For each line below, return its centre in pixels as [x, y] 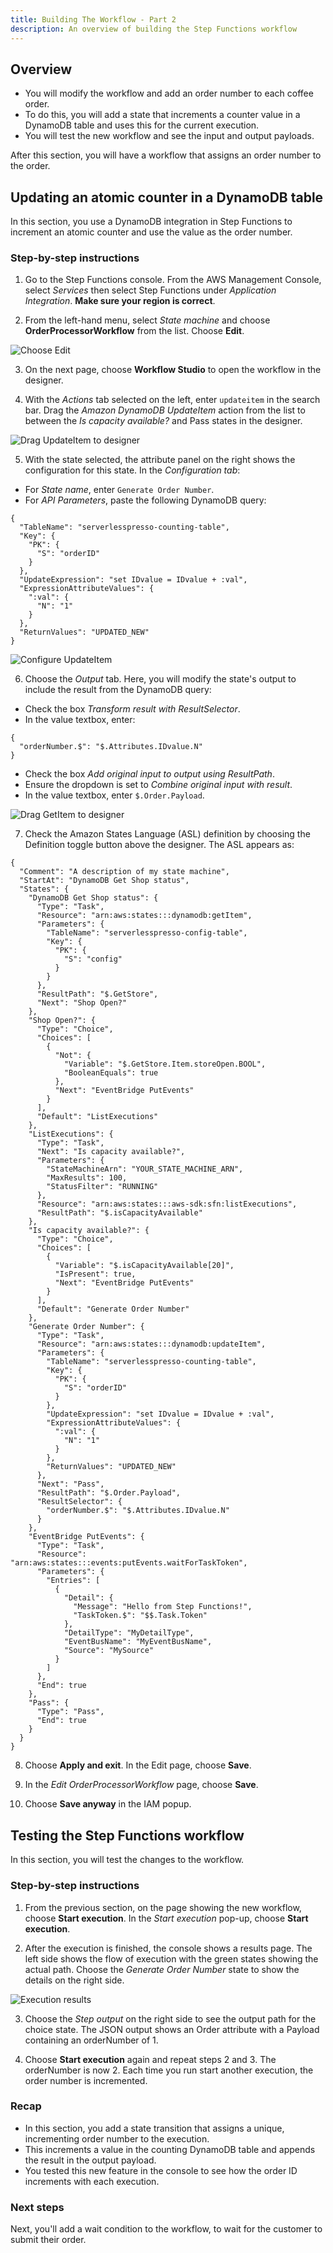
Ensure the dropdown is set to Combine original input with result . [158, 785]
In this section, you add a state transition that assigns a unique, [154, 2128]
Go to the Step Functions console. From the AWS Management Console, [173, 280]
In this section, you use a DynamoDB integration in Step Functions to [151, 222]
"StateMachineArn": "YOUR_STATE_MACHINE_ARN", [145, 1169]
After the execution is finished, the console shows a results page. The [168, 1948]
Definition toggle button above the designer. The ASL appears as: [159, 845]
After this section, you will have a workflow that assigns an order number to [166, 155]
